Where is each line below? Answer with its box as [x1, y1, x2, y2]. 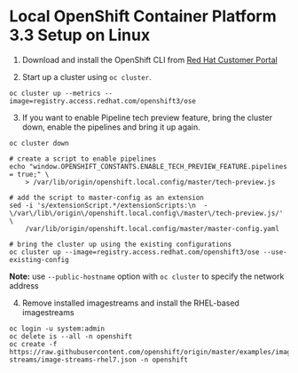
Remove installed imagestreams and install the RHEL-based [21, 298, 239, 308]
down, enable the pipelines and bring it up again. [21, 122, 201, 132]
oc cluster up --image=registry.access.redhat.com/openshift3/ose [9, 247, 260, 257]
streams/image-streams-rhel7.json [9, 355, 137, 364]
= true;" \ [9, 170, 50, 179]
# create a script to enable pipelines [9, 154, 157, 163]
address [9, 280, 39, 290]
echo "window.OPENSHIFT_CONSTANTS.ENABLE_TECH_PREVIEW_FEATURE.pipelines [9, 162, 288, 171]
